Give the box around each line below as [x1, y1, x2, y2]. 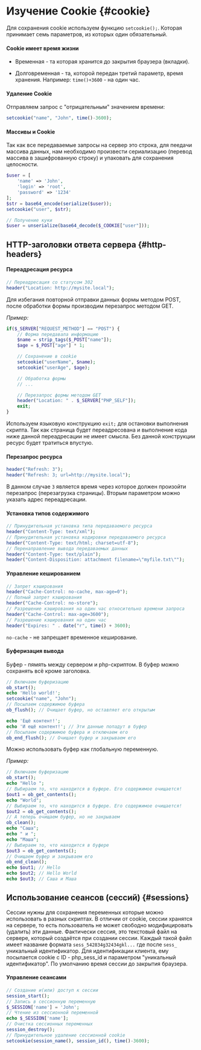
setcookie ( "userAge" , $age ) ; [17, 365, 91, 371]
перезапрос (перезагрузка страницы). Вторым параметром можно [6, 489, 180, 496]
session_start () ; [6, 993, 50, 999]
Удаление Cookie [6, 89, 53, 97]
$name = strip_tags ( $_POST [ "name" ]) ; [17, 337, 112, 343]
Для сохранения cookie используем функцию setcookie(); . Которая [6, 24, 182, 31]
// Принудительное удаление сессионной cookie [6, 1032, 126, 1038]
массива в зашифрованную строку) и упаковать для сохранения [6, 154, 174, 161]
